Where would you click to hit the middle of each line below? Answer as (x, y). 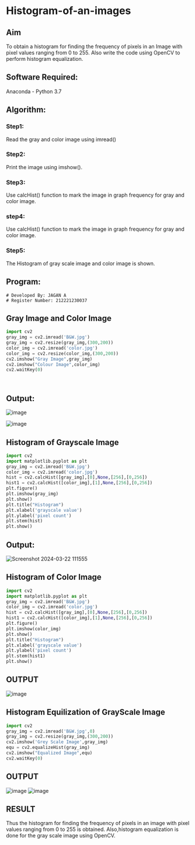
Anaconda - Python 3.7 (34, 91)
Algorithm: (26, 110)
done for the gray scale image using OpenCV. (61, 836)
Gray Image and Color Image (59, 318)
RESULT (21, 809)
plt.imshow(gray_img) (32, 494)
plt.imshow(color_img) (34, 629)
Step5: (16, 251)
